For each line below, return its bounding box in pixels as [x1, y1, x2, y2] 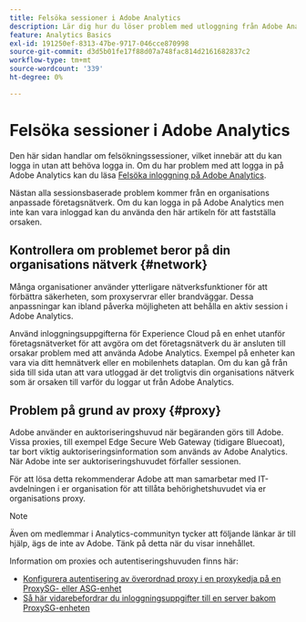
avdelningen [9, 483, 56, 494]
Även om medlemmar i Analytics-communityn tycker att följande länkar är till [9, 528, 296, 539]
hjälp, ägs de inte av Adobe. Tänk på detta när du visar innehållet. [9, 538, 256, 549]
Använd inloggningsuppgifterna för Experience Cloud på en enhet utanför [9, 327, 286, 338]
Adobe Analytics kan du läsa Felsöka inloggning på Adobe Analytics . [9, 170, 267, 181]
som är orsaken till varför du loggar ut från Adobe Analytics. [9, 376, 235, 388]
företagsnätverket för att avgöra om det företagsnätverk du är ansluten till [9, 337, 286, 348]
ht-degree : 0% [9, 73, 64, 82]
